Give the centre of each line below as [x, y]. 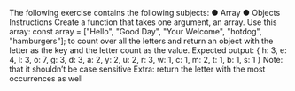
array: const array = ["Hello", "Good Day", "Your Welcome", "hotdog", [136, 31]
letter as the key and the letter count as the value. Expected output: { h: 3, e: [148, 50]
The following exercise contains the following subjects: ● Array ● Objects [145, 13]
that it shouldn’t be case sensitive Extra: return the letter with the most [137, 69]
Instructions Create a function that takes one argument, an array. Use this [143, 22]
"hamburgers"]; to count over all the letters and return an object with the [141, 41]
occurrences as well [46, 78]
